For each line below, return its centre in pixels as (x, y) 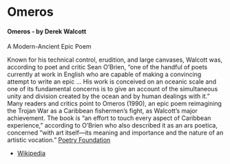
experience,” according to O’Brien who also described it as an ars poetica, (113, 126)
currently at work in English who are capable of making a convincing (104, 74)
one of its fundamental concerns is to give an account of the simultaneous (113, 89)
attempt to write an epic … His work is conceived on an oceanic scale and (112, 82)
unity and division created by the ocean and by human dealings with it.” (108, 96)
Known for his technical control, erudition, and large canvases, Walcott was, (115, 60)
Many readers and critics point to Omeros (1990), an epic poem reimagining (115, 104)
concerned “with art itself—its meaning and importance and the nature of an (115, 133)
